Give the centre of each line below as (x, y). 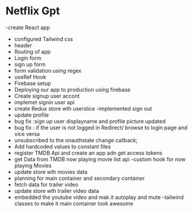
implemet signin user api (44, 102)
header (23, 45)
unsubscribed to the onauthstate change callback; (76, 140)
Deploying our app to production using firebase (72, 89)
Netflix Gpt (33, 11)
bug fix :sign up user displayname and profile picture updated (90, 121)
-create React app (28, 27)
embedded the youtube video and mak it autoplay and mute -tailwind (99, 197)
